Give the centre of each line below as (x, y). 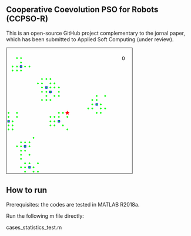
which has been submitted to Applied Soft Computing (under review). (90, 39)
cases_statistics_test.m (34, 227)
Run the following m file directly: (45, 216)
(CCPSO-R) (27, 19)
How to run (27, 190)
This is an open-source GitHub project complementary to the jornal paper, (96, 33)
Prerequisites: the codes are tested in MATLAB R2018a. (73, 204)
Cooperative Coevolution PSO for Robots (82, 10)
